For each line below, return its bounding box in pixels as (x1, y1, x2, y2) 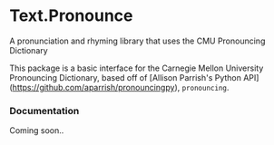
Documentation (9, 104, 80, 117)
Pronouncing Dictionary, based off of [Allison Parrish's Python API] (9, 72, 259, 82)
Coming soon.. (9, 125, 64, 136)
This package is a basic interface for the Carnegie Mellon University (9, 63, 264, 73)
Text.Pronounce (9, 5, 133, 26)
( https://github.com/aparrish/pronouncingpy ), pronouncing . (9, 82, 230, 92)
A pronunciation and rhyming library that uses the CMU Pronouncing (9, 35, 266, 46)
